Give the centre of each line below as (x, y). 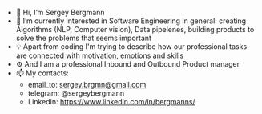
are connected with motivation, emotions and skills (100, 55)
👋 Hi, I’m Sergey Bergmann (60, 12)
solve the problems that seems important (84, 38)
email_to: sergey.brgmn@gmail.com (87, 85)
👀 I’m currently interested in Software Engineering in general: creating (131, 21)
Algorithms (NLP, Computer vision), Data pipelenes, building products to (135, 29)
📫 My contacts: (42, 73)
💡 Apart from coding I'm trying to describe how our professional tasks (131, 47)
